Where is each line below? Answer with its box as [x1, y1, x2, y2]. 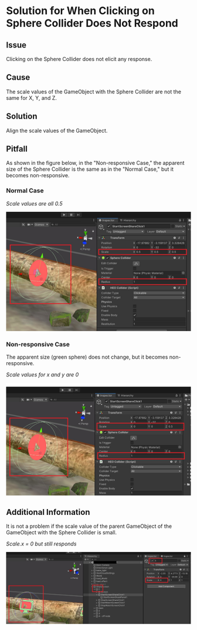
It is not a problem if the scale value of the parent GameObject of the [6, 523, 172, 530]
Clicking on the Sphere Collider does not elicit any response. [6, 56, 152, 62]
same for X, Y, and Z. [6, 94, 57, 101]
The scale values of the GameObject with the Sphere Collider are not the [6, 88, 182, 95]
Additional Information [6, 507, 90, 517]
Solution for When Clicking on [6, 4, 155, 18]
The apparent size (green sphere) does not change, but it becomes [6, 353, 168, 361]
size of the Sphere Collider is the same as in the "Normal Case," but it [6, 166, 174, 173]
